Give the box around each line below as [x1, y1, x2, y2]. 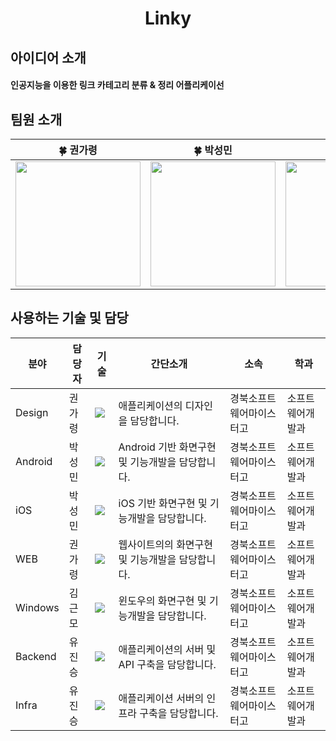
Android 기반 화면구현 [118, 440, 217, 454]
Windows [15, 600, 60, 614]
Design [15, 405, 49, 419]
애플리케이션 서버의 [118, 691, 205, 705]
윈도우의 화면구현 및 [118, 593, 207, 607]
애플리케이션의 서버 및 [118, 642, 217, 656]
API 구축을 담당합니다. [118, 657, 217, 671]
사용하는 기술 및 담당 [10, 310, 129, 327]
